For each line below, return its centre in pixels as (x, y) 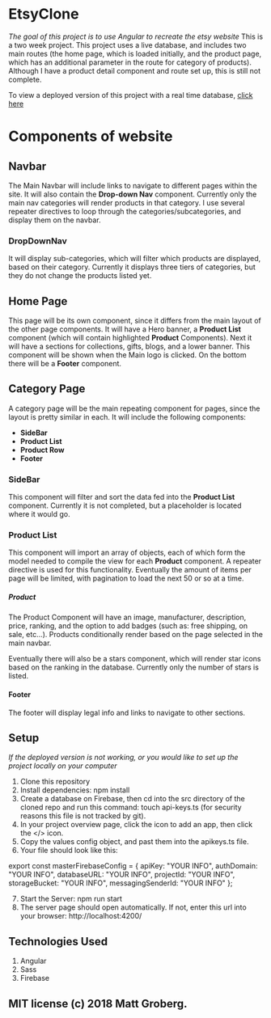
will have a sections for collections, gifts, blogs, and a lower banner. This (129, 346)
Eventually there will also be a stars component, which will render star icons (135, 659)
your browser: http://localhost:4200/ (81, 916)
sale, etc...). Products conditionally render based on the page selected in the (136, 635)
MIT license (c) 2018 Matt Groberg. (98, 1003)
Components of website (91, 136)
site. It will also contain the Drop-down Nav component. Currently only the (133, 194)
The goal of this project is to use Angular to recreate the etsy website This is (136, 36)
